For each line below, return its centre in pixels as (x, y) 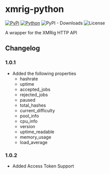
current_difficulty (37, 110)
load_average (34, 142)
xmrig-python (35, 9)
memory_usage (35, 137)
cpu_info (29, 121)
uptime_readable (37, 132)
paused (28, 100)
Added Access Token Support (43, 166)
